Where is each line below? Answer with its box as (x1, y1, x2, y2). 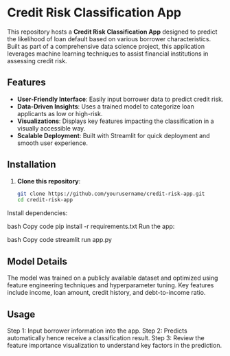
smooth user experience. (16, 139, 88, 147)
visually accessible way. (16, 124, 86, 132)
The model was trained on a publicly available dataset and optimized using (7, 274, 218, 282)
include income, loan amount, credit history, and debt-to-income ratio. (7, 289, 206, 297)
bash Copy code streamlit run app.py (7, 236, 112, 244)
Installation (7, 159, 56, 170)
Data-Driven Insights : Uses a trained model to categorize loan (16, 102, 194, 111)
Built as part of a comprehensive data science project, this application (7, 42, 205, 50)
